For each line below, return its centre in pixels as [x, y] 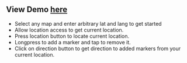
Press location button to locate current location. [72, 36]
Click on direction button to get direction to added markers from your [98, 48]
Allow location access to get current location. [69, 30]
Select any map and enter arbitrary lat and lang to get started [88, 23]
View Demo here [37, 10]
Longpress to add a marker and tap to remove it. [73, 42]
